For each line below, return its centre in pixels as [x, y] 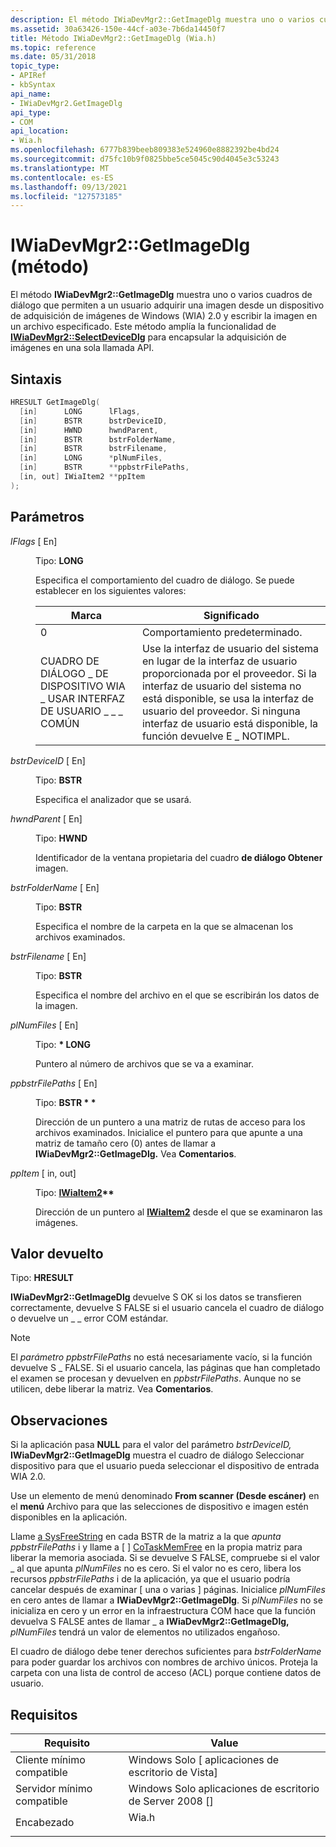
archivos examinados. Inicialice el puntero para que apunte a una [169, 1132]
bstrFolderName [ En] [55, 887]
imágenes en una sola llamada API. [82, 348]
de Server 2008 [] [171, 1801]
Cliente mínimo [50, 1759]
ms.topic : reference [53, 47]
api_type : [31, 112]
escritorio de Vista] [173, 1772]
